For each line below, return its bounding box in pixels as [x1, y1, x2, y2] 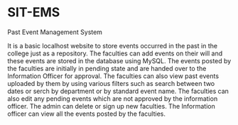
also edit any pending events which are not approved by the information [7, 94, 218, 103]
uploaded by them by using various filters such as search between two [7, 79, 215, 87]
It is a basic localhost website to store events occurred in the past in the [7, 41, 218, 50]
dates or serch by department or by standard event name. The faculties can [7, 87, 229, 95]
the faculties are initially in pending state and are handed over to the [7, 64, 207, 72]
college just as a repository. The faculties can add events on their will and [7, 49, 222, 58]
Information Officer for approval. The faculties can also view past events [7, 72, 219, 80]
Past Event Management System [7, 28, 103, 36]
